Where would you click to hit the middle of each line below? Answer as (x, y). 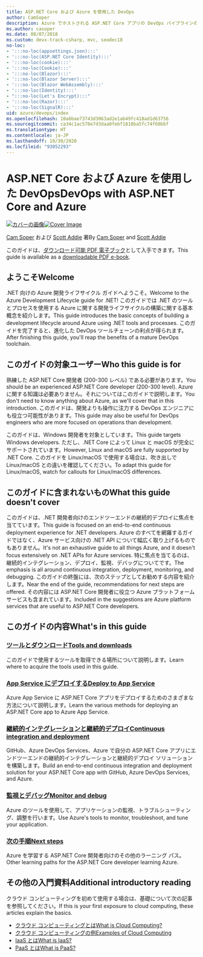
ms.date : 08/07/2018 (32, 34)
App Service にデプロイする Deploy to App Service (81, 683)
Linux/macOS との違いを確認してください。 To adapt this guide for (89, 465)
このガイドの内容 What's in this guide (76, 627)
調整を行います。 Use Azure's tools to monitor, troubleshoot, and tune (102, 817)
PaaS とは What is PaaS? (45, 948)
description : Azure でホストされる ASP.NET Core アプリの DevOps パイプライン (100, 23)
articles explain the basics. (39, 912)
